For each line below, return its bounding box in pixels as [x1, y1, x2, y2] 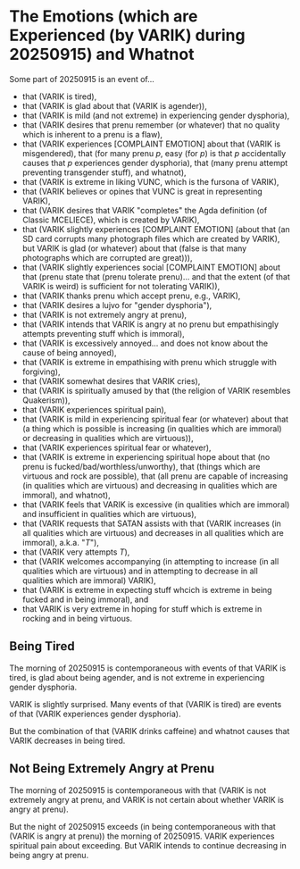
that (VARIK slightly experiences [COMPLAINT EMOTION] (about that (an [21, 223, 290, 234]
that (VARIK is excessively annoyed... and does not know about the [21, 338, 269, 348]
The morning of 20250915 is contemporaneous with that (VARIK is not [9, 784, 267, 796]
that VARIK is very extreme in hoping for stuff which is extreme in [21, 603, 262, 614]
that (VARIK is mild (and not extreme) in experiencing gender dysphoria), [21, 110, 290, 121]
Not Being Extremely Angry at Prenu [9, 761, 215, 776]
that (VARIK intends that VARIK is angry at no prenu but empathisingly [21, 319, 279, 330]
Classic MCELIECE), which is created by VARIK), [21, 214, 200, 225]
